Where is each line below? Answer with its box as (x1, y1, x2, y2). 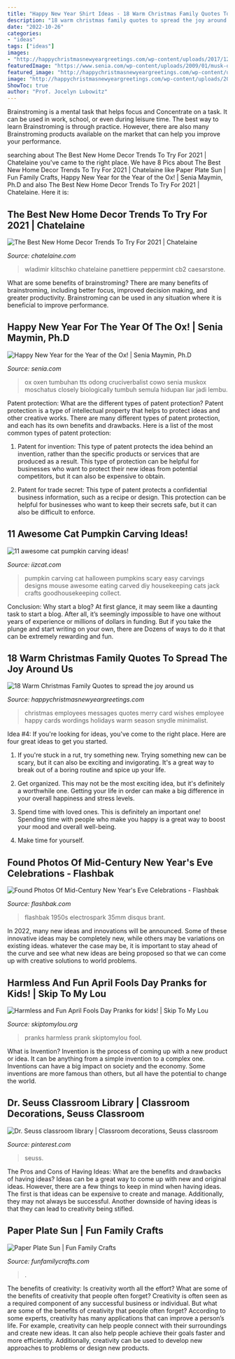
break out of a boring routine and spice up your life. (17, 766, 166, 774)
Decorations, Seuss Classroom (7, 1108, 145, 1120)
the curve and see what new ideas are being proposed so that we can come (7, 949, 227, 958)
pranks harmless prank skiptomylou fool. (24, 1033, 142, 1042)
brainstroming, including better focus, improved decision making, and (7, 286, 208, 294)
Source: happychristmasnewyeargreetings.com (7, 695, 145, 704)
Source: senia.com (7, 364, 62, 372)
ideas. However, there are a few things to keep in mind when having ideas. (7, 1182, 222, 1190)
